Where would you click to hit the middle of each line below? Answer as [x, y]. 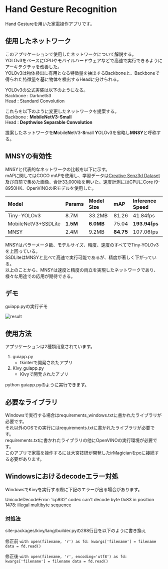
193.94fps [146, 223]
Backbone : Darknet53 [28, 95]
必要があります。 [27, 459]
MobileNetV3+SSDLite [34, 223]
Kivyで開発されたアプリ [44, 374]
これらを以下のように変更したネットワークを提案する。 [62, 111]
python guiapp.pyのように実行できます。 [47, 385]
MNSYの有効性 [28, 156]
